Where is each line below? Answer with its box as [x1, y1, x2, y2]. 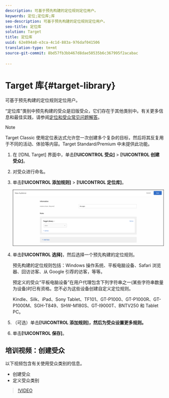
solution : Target [5, 29, 42, 35]
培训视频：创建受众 [5, 346, 65, 355]
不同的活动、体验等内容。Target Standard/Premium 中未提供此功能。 [9, 141, 152, 147]
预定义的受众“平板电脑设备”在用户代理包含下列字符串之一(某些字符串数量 [12, 279, 164, 285]
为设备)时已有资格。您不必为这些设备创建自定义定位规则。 [12, 285, 133, 291]
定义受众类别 [12, 377, 39, 383]
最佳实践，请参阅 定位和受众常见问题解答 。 [14, 114, 102, 120]
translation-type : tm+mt [5, 45, 57, 50]
